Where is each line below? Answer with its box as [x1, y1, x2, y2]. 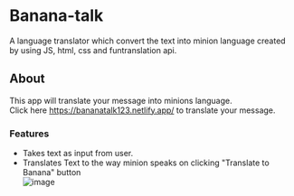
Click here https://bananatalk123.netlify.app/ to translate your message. [9, 105, 276, 116]
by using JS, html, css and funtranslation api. [9, 44, 177, 55]
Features [9, 127, 50, 140]
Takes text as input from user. [22, 148, 134, 159]
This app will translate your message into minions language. [9, 95, 232, 106]
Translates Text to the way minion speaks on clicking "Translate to [22, 157, 270, 168]
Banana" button [22, 167, 81, 178]
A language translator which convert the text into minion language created [9, 35, 287, 46]
